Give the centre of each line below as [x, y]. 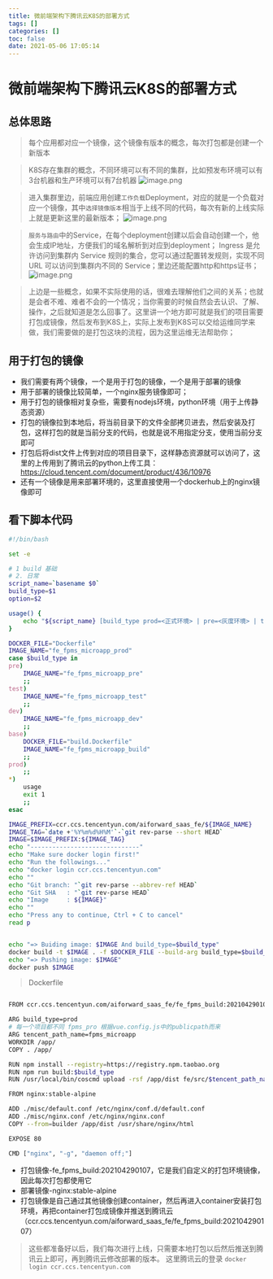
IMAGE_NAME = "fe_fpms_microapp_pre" [83, 674]
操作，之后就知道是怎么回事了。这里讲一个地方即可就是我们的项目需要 [146, 312]
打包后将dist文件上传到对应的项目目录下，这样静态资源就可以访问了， [136, 452]
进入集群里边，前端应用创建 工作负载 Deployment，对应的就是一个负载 [143, 198]
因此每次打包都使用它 [56, 1180]
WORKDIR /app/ [32, 1042]
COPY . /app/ [30, 1050]
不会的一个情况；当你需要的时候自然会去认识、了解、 [174, 302]
